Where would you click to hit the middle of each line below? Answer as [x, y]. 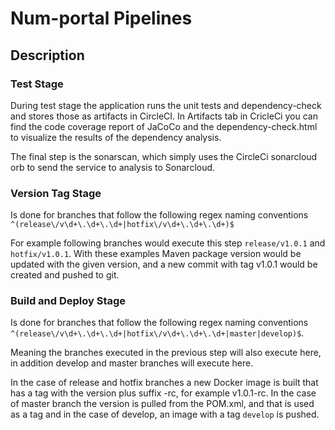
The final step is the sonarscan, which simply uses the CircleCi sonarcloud [164, 156]
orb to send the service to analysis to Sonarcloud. [113, 167]
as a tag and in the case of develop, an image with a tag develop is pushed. [165, 414]
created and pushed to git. [65, 275]
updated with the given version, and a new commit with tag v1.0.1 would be [164, 264]
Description [47, 55]
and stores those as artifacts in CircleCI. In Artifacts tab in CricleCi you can [164, 116]
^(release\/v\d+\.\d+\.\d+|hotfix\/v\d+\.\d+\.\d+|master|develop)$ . [157, 333]
